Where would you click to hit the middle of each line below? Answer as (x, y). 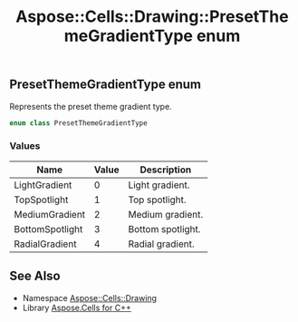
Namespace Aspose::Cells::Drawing (89, 298)
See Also (35, 276)
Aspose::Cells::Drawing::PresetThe (152, 17)
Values (25, 146)
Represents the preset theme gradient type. (91, 106)
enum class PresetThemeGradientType (78, 123)
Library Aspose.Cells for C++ (77, 307)
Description (166, 170)
